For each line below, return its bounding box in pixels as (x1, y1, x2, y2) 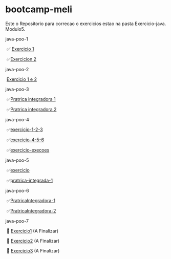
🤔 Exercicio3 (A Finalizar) (6, 247, 60, 254)
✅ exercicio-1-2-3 (6, 126, 43, 133)
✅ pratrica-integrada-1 (6, 177, 53, 183)
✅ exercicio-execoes (6, 147, 50, 153)
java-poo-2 (5, 66, 29, 72)
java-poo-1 (5, 36, 28, 42)
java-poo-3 (5, 86, 29, 92)
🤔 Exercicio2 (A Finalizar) (6, 238, 60, 244)
